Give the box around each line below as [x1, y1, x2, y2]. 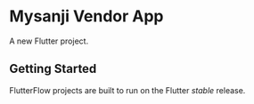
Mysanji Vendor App [9, 6, 164, 27]
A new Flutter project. [9, 36, 89, 46]
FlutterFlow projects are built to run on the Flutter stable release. [9, 84, 246, 95]
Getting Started [9, 61, 97, 76]
